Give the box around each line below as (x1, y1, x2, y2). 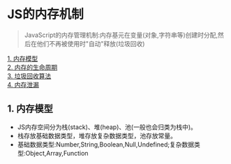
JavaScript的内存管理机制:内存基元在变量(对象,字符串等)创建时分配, (24, 31, 218, 39)
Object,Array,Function (25, 149, 89, 157)
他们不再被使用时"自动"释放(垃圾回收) (36, 39, 145, 47)
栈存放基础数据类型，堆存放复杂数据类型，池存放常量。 (17, 131, 177, 140)
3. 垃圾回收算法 (7, 71, 52, 80)
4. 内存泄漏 (7, 80, 40, 89)
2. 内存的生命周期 (7, 63, 58, 71)
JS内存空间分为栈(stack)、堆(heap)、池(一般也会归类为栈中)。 (17, 123, 197, 131)
